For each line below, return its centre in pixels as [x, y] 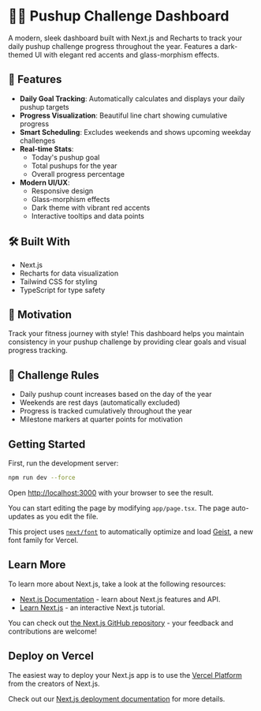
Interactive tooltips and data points [88, 215]
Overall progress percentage [78, 174]
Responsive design [62, 191]
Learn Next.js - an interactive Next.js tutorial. [92, 608]
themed [21, 54]
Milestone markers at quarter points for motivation [101, 419]
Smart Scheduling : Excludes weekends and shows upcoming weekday [135, 132]
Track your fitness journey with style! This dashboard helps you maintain [126, 334]
